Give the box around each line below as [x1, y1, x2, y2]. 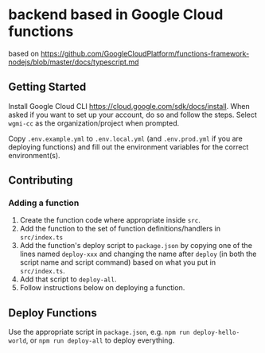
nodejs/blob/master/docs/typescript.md [8, 57, 139, 67]
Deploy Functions [8, 306, 97, 320]
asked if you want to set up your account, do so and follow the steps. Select [8, 110, 257, 119]
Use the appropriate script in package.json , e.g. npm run [8, 328, 190, 337]
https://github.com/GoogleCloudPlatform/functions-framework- [41, 48, 250, 58]
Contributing [8, 173, 73, 188]
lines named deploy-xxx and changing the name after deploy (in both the [19, 249, 257, 259]
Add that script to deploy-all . [19, 274, 117, 284]
